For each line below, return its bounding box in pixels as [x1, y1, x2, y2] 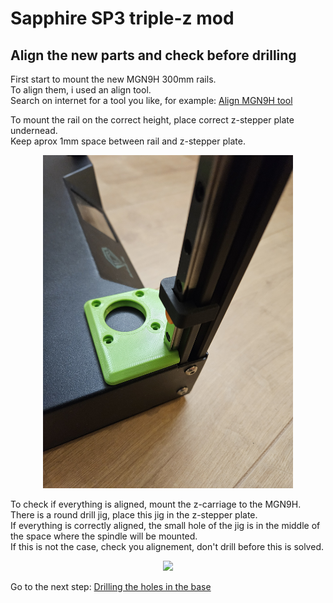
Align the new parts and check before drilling [10, 47, 297, 64]
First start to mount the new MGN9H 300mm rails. [10, 73, 217, 85]
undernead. [10, 125, 58, 136]
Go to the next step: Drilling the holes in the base [10, 581, 212, 593]
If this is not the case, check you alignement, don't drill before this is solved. [10, 541, 324, 553]
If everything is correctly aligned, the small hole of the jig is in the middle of [10, 520, 321, 532]
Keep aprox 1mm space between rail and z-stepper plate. [10, 135, 246, 147]
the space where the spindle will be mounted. [10, 530, 198, 542]
